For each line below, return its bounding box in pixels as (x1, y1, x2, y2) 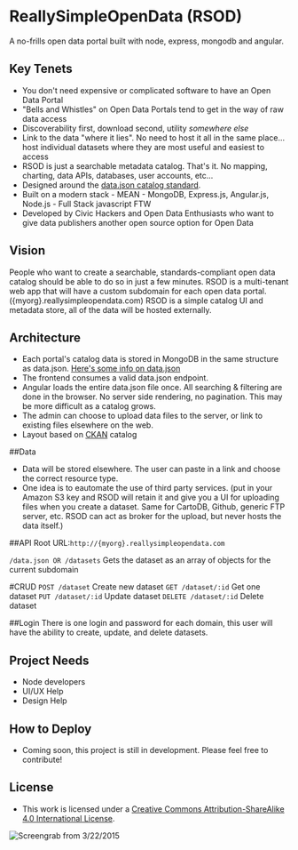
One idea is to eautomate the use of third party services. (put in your (21, 483, 273, 493)
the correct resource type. (21, 473, 119, 484)
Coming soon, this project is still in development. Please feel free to (21, 745, 269, 755)
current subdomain (9, 565, 79, 575)
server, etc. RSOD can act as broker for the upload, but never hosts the (21, 511, 282, 522)
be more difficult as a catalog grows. (21, 401, 157, 412)
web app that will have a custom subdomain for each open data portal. (9, 285, 268, 296)
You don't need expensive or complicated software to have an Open (21, 84, 271, 95)
